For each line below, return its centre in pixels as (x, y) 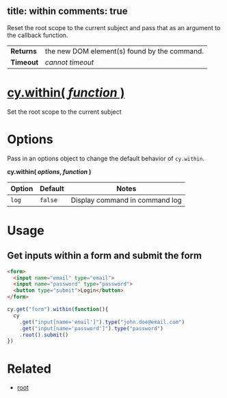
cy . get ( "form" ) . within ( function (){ (58, 310)
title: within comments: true (67, 11)
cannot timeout (69, 62)
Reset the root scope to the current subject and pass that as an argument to (114, 27)
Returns (24, 51)
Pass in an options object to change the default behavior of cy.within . (106, 158)
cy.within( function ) (66, 92)
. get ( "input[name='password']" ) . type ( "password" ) (92, 328)
